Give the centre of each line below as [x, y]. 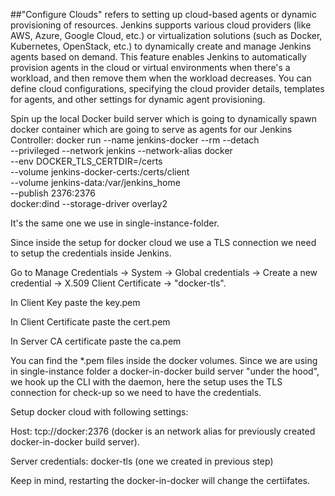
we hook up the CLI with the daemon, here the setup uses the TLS [146, 382]
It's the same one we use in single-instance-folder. [115, 223]
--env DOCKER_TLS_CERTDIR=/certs [86, 161]
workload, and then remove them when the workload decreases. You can [161, 78]
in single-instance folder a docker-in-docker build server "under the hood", [165, 371]
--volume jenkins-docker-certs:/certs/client [100, 172]
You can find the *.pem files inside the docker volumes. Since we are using [164, 360]
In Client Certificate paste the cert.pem [90, 322]
